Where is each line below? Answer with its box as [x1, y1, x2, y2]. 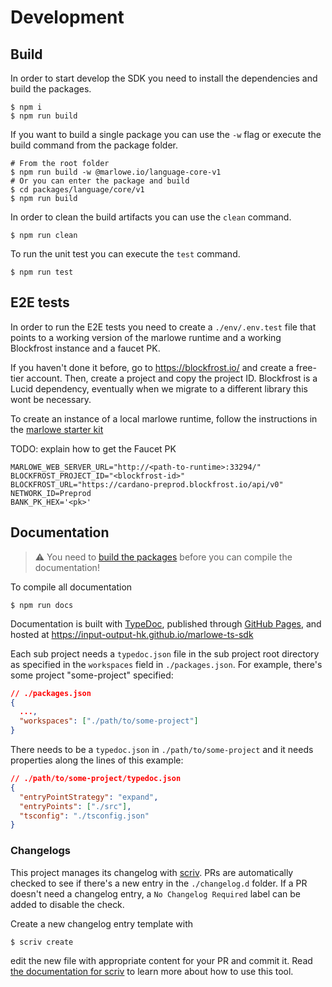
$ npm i [10, 102, 43, 112]
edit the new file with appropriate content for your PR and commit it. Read [10, 954, 313, 966]
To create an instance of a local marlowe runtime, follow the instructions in [10, 412, 318, 425]
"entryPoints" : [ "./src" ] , [19, 801, 132, 811]
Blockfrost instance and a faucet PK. [10, 342, 161, 354]
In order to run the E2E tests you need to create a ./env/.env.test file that [10, 321, 317, 333]
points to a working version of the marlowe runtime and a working [10, 331, 282, 343]
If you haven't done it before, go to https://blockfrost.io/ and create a [10, 361, 294, 373]
